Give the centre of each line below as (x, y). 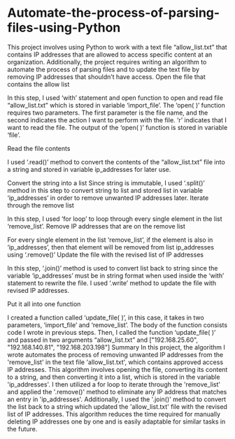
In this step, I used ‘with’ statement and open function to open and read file (115, 98)
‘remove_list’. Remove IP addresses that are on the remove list (96, 226)
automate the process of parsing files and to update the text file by (104, 69)
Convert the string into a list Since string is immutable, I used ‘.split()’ (106, 182)
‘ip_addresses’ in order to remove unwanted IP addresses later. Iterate (108, 198)
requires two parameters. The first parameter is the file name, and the (108, 113)
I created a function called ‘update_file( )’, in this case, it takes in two (106, 317)
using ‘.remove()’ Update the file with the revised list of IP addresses (106, 254)
